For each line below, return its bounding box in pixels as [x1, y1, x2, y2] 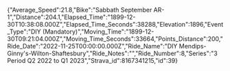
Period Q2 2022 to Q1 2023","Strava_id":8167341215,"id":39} [7, 57, 179, 64]
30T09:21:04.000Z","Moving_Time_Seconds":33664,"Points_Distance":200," [7, 35, 223, 43]
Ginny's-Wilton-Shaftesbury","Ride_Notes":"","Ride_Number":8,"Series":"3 [7, 49, 218, 57]
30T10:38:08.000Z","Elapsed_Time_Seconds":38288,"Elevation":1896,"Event [7, 20, 224, 28]
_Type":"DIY [7, 27, 41, 35]
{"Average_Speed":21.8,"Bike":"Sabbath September [7, 6, 152, 14]
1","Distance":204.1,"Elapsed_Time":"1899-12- [7, 13, 136, 21]
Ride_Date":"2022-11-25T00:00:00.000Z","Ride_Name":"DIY [7, 42, 178, 50]
